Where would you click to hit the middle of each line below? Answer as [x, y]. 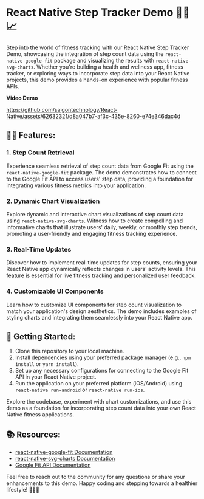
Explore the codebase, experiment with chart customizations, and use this [99, 402]
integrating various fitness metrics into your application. [76, 185]
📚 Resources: [33, 434]
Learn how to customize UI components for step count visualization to [94, 305]
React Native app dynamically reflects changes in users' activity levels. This [101, 269]
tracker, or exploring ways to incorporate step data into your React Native [98, 73]
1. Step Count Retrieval [40, 153]
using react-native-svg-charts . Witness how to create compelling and [95, 221]
